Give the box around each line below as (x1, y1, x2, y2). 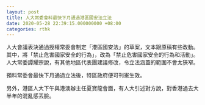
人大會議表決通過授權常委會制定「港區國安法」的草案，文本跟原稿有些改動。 (6, 43, 199, 51)
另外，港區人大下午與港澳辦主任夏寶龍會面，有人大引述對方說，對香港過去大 (6, 85, 199, 92)
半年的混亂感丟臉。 (6, 92, 55, 100)
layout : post (6, 9, 40, 15)
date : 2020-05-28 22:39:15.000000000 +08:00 (6, 20, 121, 26)
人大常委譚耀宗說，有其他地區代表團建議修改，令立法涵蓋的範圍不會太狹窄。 (6, 59, 199, 66)
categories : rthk (6, 26, 51, 32)
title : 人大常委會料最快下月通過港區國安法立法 (6, 15, 112, 21)
